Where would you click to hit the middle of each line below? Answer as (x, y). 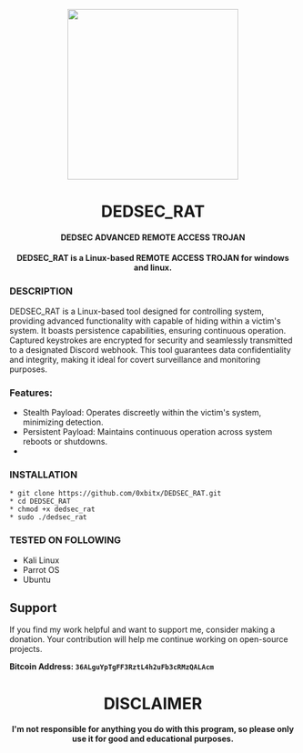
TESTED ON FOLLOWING (65, 540)
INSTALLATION (44, 475)
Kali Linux (41, 560)
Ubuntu (37, 579)
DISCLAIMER (153, 703)
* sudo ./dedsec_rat (49, 517)
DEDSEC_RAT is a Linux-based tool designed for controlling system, (136, 311)
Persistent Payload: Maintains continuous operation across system (147, 431)
